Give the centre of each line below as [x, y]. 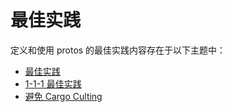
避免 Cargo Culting [63, 96]
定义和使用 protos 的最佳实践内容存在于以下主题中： [118, 50]
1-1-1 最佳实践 [53, 83]
